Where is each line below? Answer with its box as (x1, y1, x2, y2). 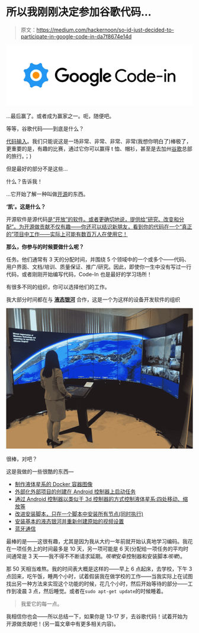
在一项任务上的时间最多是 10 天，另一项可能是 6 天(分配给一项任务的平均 (6, 545, 184, 553)
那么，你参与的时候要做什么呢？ (6, 243, 84, 250)
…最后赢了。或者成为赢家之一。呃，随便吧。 (6, 112, 115, 119)
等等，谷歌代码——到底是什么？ (6, 125, 84, 133)
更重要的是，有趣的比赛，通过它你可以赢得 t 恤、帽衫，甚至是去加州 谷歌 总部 (6, 145, 192, 152)
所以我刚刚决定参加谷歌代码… (6, 5, 152, 19)
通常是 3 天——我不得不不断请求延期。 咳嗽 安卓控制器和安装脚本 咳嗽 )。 (11, 553, 185, 560)
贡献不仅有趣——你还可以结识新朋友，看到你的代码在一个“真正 (39, 223, 192, 231)
